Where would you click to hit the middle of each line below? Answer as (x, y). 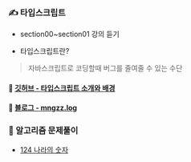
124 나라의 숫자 (44, 149)
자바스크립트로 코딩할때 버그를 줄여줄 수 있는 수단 (105, 68)
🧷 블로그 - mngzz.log (43, 108)
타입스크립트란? (45, 51)
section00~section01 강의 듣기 (70, 34)
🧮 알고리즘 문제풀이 (43, 131)
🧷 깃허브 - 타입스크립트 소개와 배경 (62, 88)
